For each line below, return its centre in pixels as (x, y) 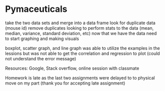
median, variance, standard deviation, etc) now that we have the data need (81, 33)
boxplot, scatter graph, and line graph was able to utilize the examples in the (82, 48)
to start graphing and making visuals (42, 39)
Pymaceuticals (36, 9)
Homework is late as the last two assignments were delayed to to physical (80, 78)
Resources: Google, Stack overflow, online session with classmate (72, 68)
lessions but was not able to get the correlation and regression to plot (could (82, 53)
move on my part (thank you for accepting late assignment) (65, 83)
